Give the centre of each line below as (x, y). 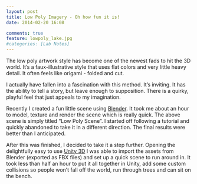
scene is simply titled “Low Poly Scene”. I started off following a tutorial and (98, 121)
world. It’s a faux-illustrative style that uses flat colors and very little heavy (96, 67)
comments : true (25, 33)
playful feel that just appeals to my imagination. (63, 97)
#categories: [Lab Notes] (38, 44)
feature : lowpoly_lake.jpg (39, 39)
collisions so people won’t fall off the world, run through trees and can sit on (99, 170)
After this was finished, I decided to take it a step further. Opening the (91, 145)
